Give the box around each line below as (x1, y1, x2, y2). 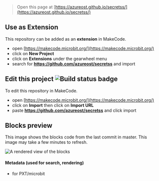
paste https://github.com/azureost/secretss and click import (12, 107, 137, 113)
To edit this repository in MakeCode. (5, 88, 78, 93)
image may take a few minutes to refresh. (5, 139, 88, 145)
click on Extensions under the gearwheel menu (12, 56, 108, 61)
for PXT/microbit (12, 170, 45, 176)
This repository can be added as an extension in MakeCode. (5, 36, 127, 42)
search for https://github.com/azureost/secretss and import (12, 60, 136, 67)
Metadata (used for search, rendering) (5, 160, 84, 166)
